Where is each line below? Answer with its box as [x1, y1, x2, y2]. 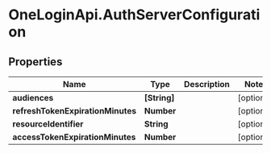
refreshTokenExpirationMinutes [12, 105, 137, 116]
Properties [8, 55, 63, 68]
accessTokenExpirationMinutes [12, 131, 136, 143]
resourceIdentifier [12, 118, 84, 130]
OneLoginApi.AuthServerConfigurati [8, 6, 261, 24]
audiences [12, 93, 54, 103]
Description [184, 79, 230, 89]
